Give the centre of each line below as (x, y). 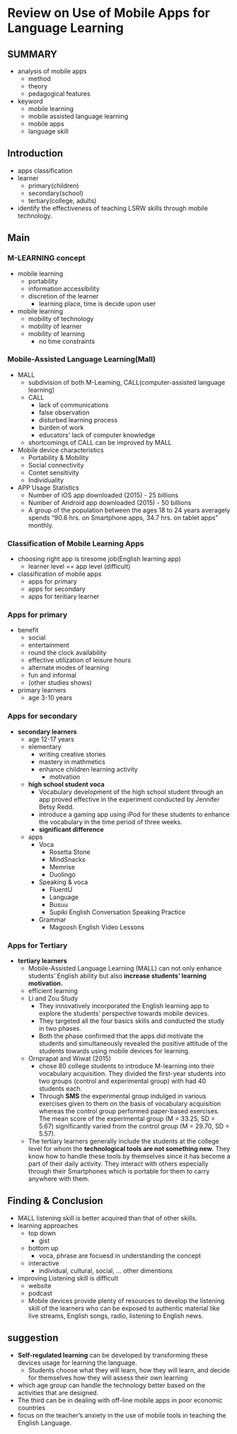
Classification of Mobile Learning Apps (76, 543)
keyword (30, 101)
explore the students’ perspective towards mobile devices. (124, 1013)
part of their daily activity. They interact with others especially (118, 1163)
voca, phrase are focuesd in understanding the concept (120, 1255)
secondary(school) (56, 193)
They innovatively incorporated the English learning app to (124, 1005)
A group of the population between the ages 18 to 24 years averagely (129, 510)
